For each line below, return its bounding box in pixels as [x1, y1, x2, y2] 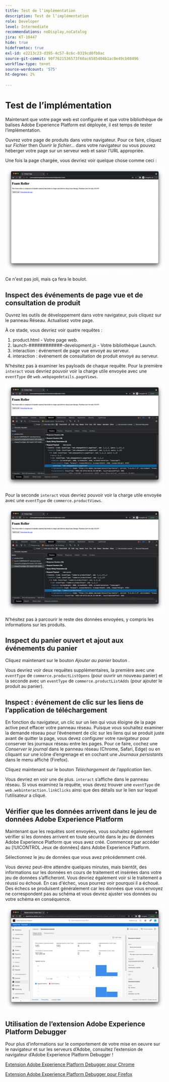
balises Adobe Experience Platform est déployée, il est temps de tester [5, 122, 152, 128]
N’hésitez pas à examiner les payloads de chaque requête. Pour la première [5, 363, 162, 369]
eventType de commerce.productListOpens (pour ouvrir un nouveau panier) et [5, 673, 163, 679]
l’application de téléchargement [5, 706, 107, 714]
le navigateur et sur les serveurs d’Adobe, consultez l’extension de [5, 1046, 143, 1052]
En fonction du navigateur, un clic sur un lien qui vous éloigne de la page [5, 719, 156, 725]
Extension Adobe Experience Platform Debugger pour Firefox [5, 1071, 133, 1077]
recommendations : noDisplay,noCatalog [5, 29, 87, 35]
